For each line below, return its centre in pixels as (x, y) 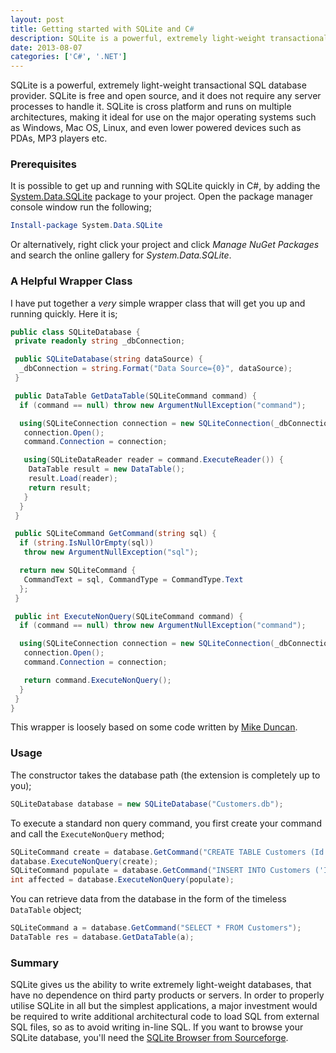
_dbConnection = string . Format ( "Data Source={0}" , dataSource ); (156, 369)
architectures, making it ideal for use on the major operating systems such (163, 117)
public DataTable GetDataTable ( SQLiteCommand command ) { (135, 396)
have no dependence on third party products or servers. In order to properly (167, 995)
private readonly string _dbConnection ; (100, 341)
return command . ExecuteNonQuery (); (97, 680)
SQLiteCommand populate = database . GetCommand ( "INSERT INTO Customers (160, 871)
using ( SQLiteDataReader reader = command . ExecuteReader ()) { (153, 460)
